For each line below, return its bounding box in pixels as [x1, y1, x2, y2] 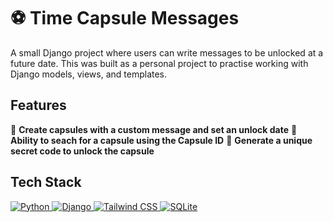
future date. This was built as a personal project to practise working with [10, 57, 309, 69]
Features [10, 97, 67, 114]
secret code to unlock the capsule [10, 145, 155, 157]
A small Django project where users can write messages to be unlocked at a [10, 46, 324, 59]
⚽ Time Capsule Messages [10, 7, 240, 30]
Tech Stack [10, 174, 82, 191]
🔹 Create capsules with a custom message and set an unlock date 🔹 [10, 123, 298, 135]
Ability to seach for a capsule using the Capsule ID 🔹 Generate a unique [10, 134, 313, 146]
